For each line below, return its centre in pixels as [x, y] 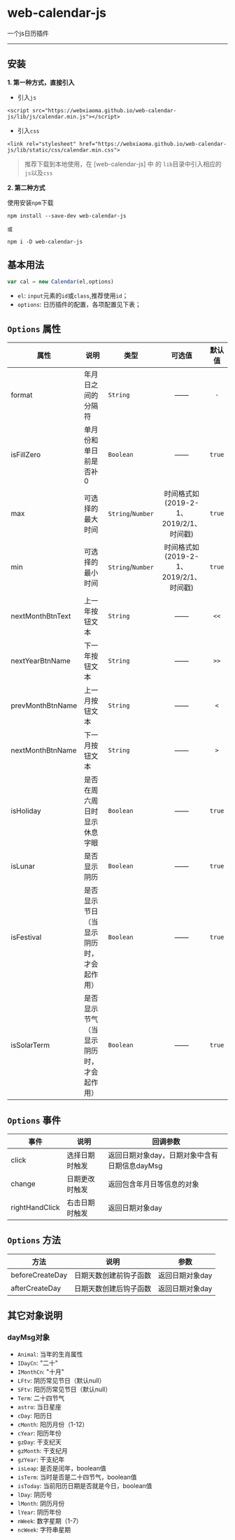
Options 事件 [34, 1120]
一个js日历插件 [28, 33]
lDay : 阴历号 [35, 1494]
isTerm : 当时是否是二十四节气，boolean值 [77, 1477]
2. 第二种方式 [26, 187]
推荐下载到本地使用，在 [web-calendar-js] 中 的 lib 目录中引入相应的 [123, 164]
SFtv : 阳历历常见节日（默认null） [64, 1389]
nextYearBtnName [41, 661]
